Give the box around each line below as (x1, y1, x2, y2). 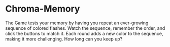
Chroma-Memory (5, 3, 80, 15)
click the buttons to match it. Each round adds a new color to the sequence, (5, 30, 163, 36)
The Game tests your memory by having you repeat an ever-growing (5, 20, 149, 26)
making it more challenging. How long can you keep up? (5, 36, 123, 42)
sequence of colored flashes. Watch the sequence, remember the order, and (5, 25, 165, 31)
